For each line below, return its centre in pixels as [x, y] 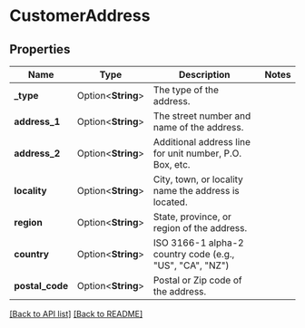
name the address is [197, 191]
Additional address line [202, 142]
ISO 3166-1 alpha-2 [198, 243]
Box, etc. [172, 164]
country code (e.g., [194, 254]
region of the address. [200, 228]
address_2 [37, 153]
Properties [40, 49]
